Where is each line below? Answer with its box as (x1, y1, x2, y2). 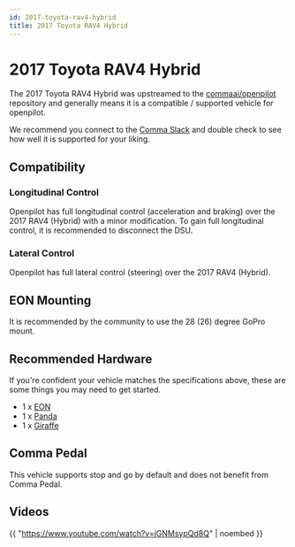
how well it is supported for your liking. (9, 134, 150, 144)
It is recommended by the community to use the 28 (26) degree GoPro (9, 316, 266, 327)
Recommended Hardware (9, 351, 153, 366)
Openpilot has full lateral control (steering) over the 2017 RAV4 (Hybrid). (9, 267, 271, 278)
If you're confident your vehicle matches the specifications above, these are (9, 375, 286, 386)
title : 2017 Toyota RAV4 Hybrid (9, 21, 128, 30)
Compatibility (9, 159, 86, 174)
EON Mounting (9, 293, 92, 308)
